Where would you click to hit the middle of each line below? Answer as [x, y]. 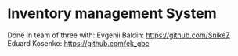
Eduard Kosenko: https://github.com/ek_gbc [78, 43]
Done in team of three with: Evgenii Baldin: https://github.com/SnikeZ [119, 35]
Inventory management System [112, 14]
